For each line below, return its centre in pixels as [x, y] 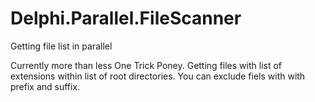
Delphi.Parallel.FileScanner [126, 18]
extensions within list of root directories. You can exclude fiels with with [158, 76]
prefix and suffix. [45, 86]
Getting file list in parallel [61, 46]
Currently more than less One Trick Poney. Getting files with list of [146, 65]
